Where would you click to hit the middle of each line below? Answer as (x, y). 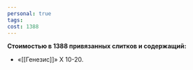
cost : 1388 (23, 26)
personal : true (29, 14)
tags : (15, 20)
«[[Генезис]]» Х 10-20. (50, 60)
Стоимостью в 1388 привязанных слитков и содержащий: (97, 46)
